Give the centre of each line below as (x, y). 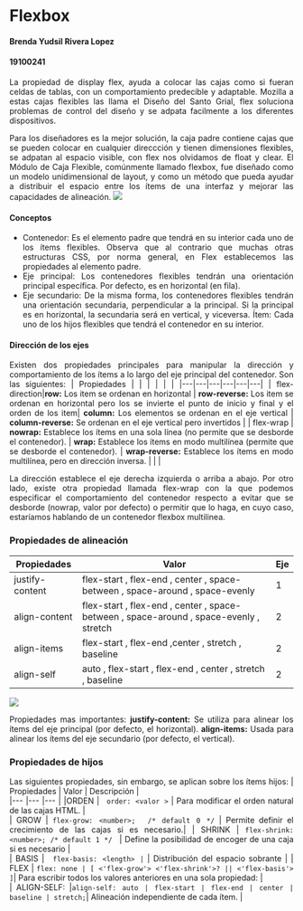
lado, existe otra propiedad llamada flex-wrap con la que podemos (151, 489)
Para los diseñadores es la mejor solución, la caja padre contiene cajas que (151, 138)
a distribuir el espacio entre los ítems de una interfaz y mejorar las (151, 185)
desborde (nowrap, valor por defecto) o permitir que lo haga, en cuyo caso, (151, 508)
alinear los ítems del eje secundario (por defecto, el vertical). (122, 738)
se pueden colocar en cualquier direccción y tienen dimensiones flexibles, (151, 147)
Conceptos (31, 217)
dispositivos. (33, 120)
